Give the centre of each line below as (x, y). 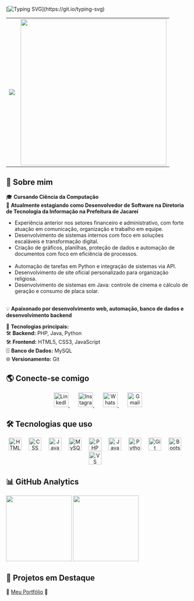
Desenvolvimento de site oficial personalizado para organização (91, 272)
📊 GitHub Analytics (43, 481)
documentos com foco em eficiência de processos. (76, 254)
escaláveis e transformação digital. (57, 241)
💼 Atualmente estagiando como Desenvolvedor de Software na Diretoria (95, 205)
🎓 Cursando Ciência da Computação (52, 196)
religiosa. (25, 278)
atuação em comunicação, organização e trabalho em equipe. (89, 229)
